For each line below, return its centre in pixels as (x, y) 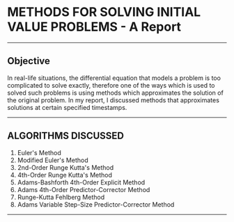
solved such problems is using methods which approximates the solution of (116, 93)
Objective (29, 61)
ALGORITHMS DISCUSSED (65, 136)
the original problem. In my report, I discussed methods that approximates (113, 100)
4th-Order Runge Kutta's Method (65, 175)
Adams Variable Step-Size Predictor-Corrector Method (96, 204)
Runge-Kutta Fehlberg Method (61, 197)
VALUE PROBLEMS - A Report (94, 27)
